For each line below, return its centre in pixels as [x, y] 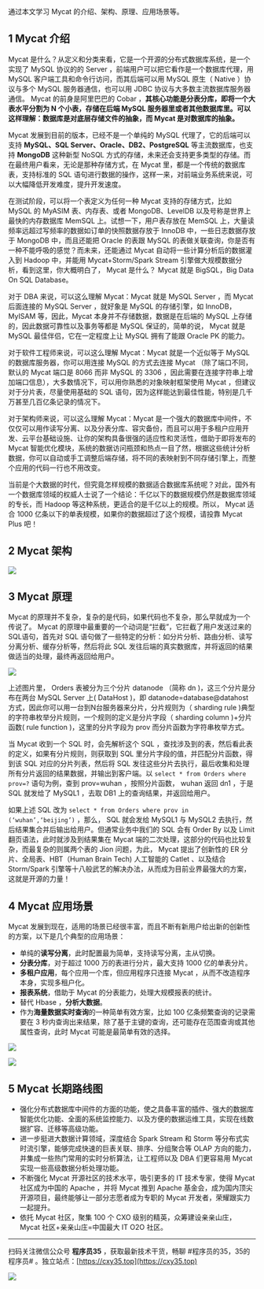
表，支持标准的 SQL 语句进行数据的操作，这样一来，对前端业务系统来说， [127, 174]
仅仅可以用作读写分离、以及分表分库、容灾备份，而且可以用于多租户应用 [125, 428]
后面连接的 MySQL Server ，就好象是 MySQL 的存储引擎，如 [106, 306]
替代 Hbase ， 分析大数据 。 [63, 1002]
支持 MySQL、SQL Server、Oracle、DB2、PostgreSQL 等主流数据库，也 [127, 145]
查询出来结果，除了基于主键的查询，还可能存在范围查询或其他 [155, 1022]
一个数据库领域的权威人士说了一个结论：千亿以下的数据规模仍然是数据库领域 [132, 494]
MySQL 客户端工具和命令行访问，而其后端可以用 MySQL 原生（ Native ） [126, 79]
